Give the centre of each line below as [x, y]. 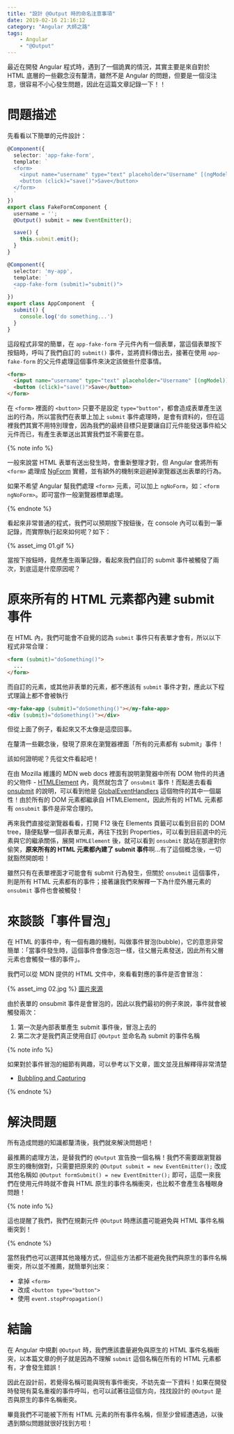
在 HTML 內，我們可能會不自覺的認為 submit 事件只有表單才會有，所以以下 [114, 638]
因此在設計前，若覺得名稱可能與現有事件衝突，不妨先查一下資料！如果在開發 [117, 1382]
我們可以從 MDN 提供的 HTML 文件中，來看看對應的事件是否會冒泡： [106, 974]
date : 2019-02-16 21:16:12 [46, 20]
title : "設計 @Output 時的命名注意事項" [61, 14]
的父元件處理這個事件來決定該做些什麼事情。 [101, 361]
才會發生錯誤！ [41, 1368]
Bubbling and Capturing [51, 1078]
